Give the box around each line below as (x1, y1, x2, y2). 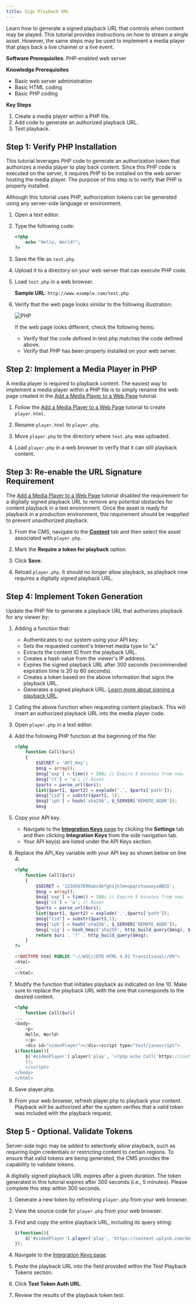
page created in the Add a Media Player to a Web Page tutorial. (6, 392, 158, 399)
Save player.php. (14, 1085, 56, 1093)
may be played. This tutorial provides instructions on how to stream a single (6, 30, 188, 38)
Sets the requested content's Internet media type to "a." (23, 642, 159, 649)
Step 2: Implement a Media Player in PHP (6, 364, 157, 374)
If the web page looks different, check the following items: (14, 323, 155, 331)
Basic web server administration (14, 77, 92, 84)
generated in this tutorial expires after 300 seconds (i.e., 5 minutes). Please (6, 1178, 188, 1185)
